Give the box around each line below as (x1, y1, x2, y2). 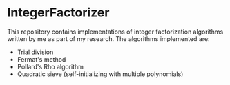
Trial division (17, 48, 54, 56)
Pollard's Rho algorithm (17, 62, 84, 71)
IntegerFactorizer (7, 5, 110, 21)
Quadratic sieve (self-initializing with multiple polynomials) (17, 70, 184, 78)
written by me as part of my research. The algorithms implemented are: (7, 34, 210, 42)
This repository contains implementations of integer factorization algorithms (7, 27, 224, 36)
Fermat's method (17, 55, 66, 63)
